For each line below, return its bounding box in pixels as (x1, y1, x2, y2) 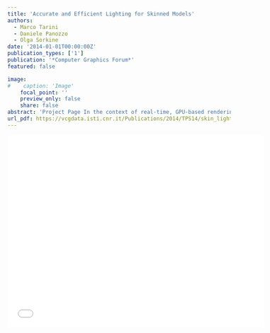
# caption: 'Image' (7, 82, 74, 89)
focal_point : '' (20, 89, 69, 96)
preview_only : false (20, 95, 81, 103)
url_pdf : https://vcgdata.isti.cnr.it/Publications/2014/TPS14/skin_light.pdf (7, 115, 246, 122)
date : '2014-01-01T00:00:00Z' (7, 43, 97, 50)
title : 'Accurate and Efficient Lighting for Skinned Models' (7, 10, 195, 18)
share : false (20, 102, 59, 110)
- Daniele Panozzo (13, 30, 69, 37)
